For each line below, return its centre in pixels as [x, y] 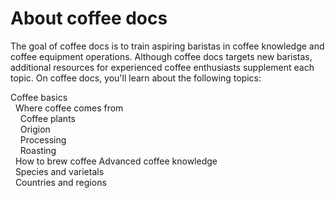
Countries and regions [60, 182]
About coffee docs [89, 18]
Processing [43, 139]
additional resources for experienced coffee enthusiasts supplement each [162, 67]
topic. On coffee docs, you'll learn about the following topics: [136, 78]
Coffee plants [47, 118]
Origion [35, 129]
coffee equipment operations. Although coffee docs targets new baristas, [161, 56]
